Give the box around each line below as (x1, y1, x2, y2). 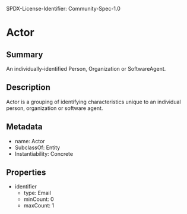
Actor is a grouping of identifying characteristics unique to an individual (6, 98, 181, 105)
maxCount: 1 (23, 202, 55, 209)
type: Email (23, 190, 52, 197)
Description (6, 83, 50, 93)
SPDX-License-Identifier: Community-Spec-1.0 (6, 5, 121, 12)
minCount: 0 (23, 196, 55, 203)
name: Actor (14, 137, 46, 144)
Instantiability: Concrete (14, 150, 73, 157)
